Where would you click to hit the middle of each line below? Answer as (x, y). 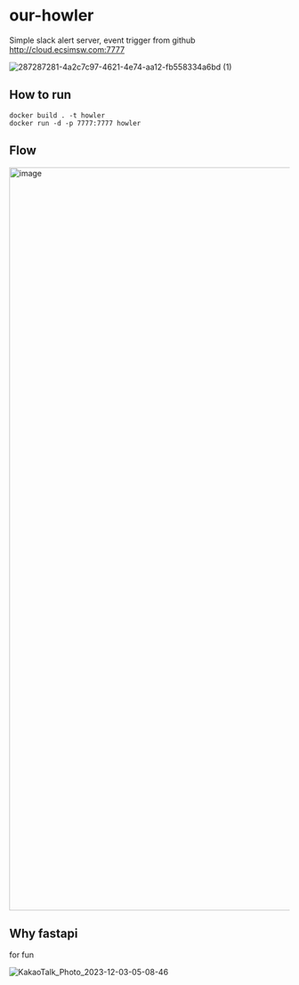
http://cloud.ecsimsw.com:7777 (67, 49)
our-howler (52, 16)
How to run (40, 95)
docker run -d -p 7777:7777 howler (75, 123)
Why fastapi (44, 933)
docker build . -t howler (57, 115)
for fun (22, 955)
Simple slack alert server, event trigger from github (102, 40)
